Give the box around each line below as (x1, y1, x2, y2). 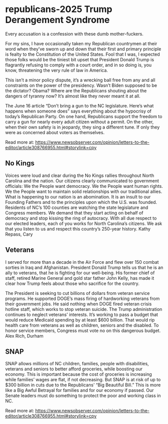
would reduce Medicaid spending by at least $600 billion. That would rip (5, 316, 155, 323)
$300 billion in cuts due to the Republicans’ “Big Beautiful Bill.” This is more (5, 382, 161, 388)
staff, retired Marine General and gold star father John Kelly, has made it (5, 275, 154, 281)
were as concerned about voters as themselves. (5, 129, 105, 135)
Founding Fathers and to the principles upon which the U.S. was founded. (5, 199, 157, 205)
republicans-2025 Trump (5, 4, 113, 15)
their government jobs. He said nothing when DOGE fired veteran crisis (5, 300, 152, 307)
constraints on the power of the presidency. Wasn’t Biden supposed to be (5, 82, 157, 88)
